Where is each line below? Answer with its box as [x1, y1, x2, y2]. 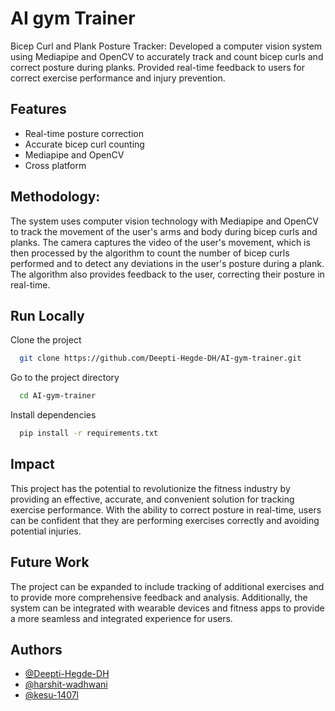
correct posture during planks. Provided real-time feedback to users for [10, 61, 305, 73]
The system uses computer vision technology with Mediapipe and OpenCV [10, 215, 319, 227]
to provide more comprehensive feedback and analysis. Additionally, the [10, 591, 308, 603]
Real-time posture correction [24, 127, 144, 139]
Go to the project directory [10, 372, 120, 384]
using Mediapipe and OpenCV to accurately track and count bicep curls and [10, 50, 324, 62]
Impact [10, 456, 55, 473]
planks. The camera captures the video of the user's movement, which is [10, 236, 311, 248]
